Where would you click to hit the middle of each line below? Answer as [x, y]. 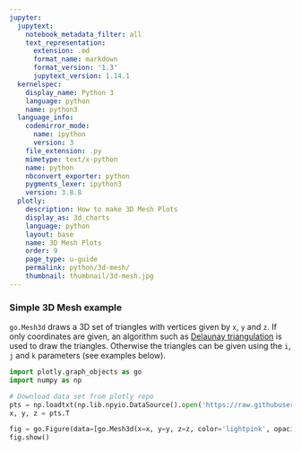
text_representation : [65, 43]
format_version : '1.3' [75, 68]
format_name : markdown [75, 59]
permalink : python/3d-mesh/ [77, 268]
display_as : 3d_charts [68, 217]
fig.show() [30, 438]
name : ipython [60, 134]
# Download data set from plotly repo [82, 396]
